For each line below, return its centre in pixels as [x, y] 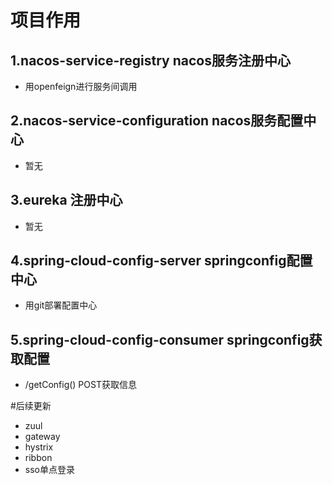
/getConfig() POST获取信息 [80, 385]
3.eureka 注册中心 [66, 200]
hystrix [39, 447]
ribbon [38, 458]
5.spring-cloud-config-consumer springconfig [160, 339]
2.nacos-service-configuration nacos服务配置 [157, 121]
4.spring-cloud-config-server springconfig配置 [161, 261]
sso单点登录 [49, 470]
